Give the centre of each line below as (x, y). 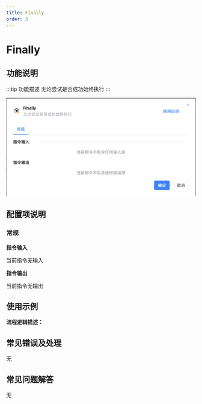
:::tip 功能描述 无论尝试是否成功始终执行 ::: (58, 89)
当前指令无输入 (25, 260)
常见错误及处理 (34, 343)
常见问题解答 (30, 379)
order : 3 (17, 19)
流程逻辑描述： (25, 322)
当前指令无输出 (25, 285)
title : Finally (25, 13)
